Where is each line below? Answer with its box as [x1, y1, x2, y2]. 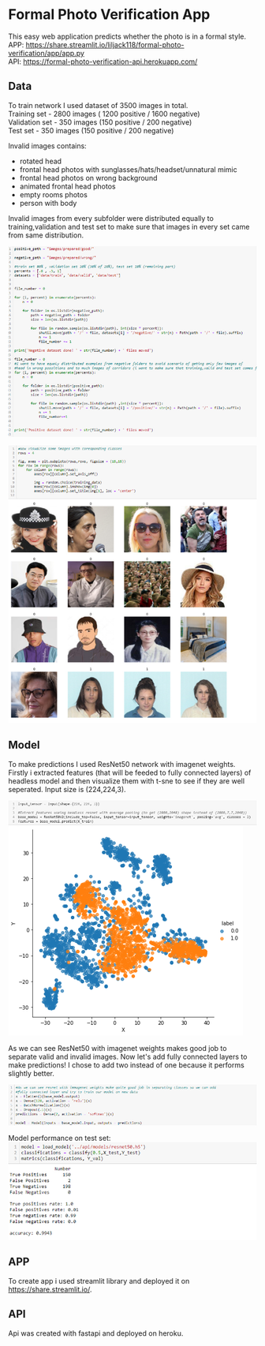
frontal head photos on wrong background [19, 173, 158, 182]
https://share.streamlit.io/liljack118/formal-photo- [25, 39, 185, 49]
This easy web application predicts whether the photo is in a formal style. [8, 32, 247, 41]
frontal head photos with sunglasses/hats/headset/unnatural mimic [19, 164, 238, 174]
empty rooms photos [19, 189, 88, 199]
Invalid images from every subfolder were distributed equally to [8, 213, 215, 222]
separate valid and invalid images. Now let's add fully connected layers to [8, 1052, 248, 1061]
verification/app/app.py [8, 48, 85, 58]
